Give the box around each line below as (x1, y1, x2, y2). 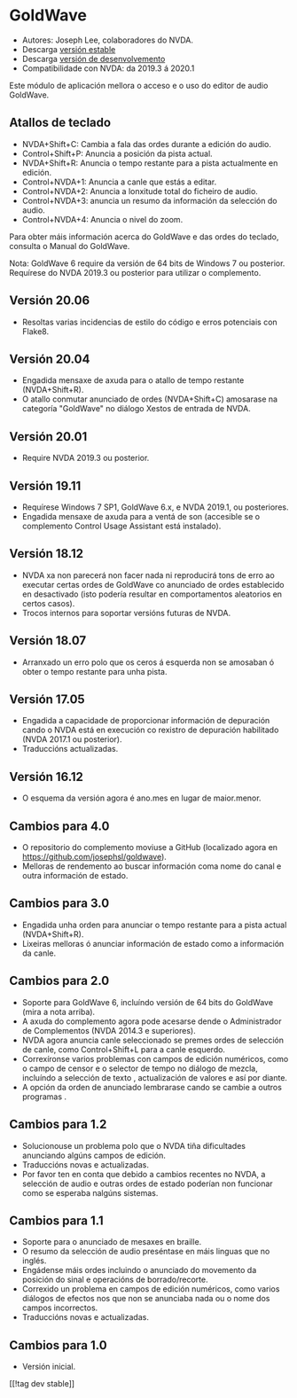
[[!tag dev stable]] (9, 1378, 75, 1389)
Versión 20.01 (9, 429, 88, 444)
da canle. (21, 948, 57, 958)
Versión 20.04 (9, 351, 90, 366)
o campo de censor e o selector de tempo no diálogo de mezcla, (21, 1063, 259, 1074)
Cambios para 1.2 (9, 1117, 107, 1132)
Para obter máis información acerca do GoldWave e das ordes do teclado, (9, 231, 279, 242)
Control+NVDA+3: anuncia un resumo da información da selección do (21, 195, 277, 206)
